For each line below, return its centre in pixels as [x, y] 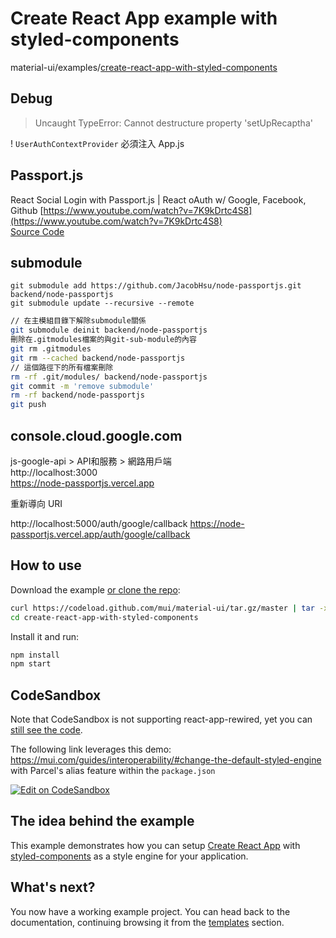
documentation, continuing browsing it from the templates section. [147, 922]
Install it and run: [45, 636]
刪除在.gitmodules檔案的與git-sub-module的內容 [103, 340]
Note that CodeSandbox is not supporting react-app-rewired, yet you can [161, 719]
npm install [35, 655]
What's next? [53, 887]
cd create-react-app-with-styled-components [104, 617]
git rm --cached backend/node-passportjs [98, 358]
